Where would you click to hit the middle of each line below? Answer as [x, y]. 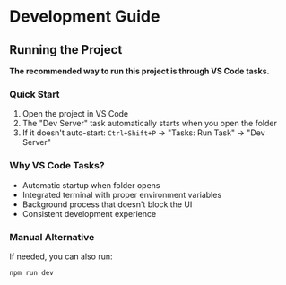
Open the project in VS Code [75, 114]
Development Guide [85, 17]
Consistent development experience [89, 213]
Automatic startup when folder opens [91, 185]
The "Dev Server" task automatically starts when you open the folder [150, 124]
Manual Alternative [52, 237]
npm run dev [31, 272]
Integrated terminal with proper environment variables [122, 194]
